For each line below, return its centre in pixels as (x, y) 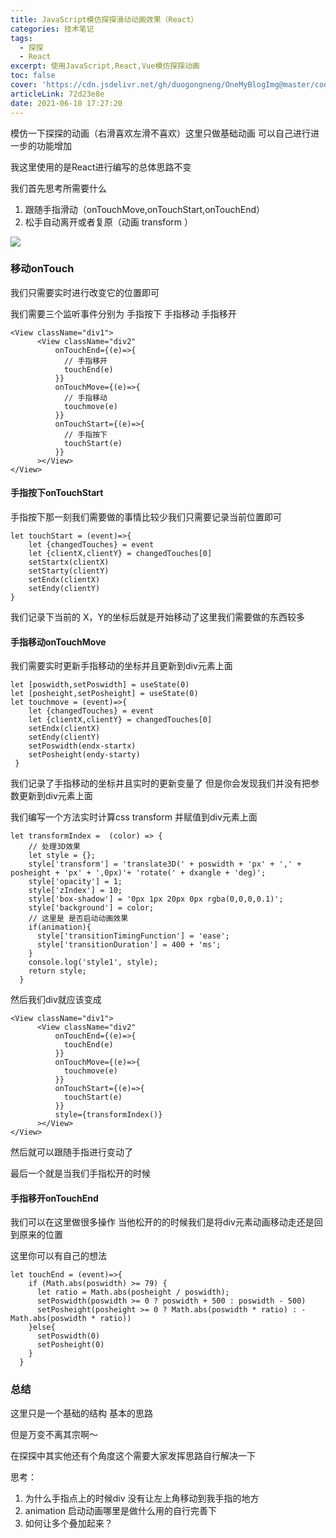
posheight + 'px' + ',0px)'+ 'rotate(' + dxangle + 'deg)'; (138, 873)
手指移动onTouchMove (58, 642)
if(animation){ (60, 927)
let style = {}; (62, 856)
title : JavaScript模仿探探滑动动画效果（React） (104, 19)
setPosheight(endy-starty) (84, 755)
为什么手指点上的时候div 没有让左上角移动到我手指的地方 (142, 1498)
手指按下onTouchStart (57, 493)
